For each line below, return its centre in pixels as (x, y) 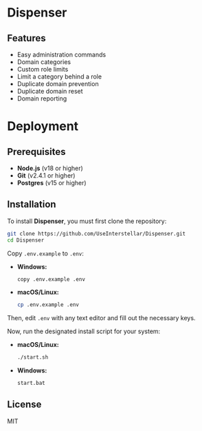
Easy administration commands (61, 54)
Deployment (43, 126)
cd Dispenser (26, 240)
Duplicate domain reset (50, 91)
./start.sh (33, 357)
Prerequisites (36, 152)
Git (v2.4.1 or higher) (46, 176)
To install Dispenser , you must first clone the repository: (87, 221)
